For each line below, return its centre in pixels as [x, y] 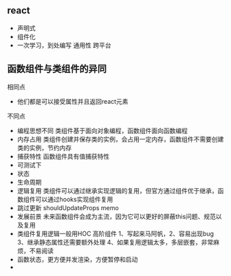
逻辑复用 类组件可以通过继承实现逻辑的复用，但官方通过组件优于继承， [117, 190]
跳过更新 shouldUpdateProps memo [68, 207]
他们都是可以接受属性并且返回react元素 [73, 101]
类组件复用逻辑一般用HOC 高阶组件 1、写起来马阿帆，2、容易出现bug [115, 233]
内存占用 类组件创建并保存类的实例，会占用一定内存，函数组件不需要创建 [120, 139]
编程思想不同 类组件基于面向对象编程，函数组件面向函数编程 [102, 130]
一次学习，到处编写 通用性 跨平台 [64, 45]
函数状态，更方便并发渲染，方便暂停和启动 [77, 259]
